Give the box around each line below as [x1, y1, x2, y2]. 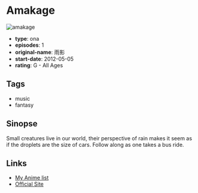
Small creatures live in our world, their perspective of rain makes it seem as [6, 134, 193, 141]
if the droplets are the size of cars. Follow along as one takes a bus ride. [6, 141, 184, 148]
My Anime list [14, 174, 49, 182]
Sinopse [6, 119, 38, 129]
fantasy [14, 101, 34, 108]
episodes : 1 [14, 41, 44, 49]
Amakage [6, 4, 55, 17]
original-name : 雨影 [14, 49, 65, 56]
